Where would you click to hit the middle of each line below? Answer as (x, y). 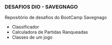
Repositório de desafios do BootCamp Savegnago (56, 18)
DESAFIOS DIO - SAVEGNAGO (41, 7)
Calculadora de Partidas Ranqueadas (50, 32)
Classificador (25, 27)
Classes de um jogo (32, 37)
